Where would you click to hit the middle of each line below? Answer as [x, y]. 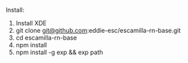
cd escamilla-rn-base [46, 38]
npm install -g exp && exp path [59, 52]
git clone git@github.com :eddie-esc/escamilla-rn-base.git [98, 30]
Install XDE [31, 23]
